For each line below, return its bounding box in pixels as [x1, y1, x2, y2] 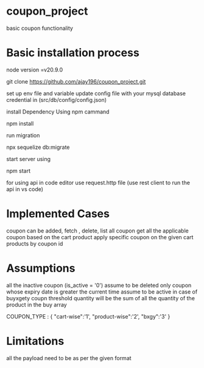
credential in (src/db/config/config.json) [6, 96, 107, 103]
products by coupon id [6, 240, 63, 247]
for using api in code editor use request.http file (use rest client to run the [6, 179, 191, 186]
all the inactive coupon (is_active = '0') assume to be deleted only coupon [6, 281, 192, 289]
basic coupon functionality [6, 24, 73, 32]
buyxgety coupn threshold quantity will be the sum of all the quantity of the [6, 294, 195, 301]
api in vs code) [6, 185, 44, 193]
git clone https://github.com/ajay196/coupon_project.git [6, 78, 146, 85]
